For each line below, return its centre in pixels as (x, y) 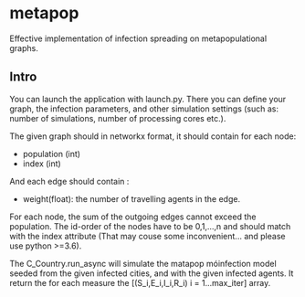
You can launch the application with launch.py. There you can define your (148, 99)
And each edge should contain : (69, 181)
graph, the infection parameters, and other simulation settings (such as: (144, 109)
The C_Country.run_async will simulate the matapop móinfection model (143, 263)
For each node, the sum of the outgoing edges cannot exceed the (133, 217)
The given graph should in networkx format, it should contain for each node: (153, 136)
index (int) (42, 164)
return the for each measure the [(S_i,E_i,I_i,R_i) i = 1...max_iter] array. (140, 282)
